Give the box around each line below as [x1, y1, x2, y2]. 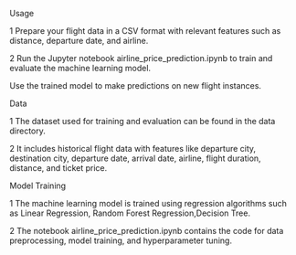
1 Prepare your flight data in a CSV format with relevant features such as [9, 26, 281, 36]
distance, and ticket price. [9, 163, 108, 173]
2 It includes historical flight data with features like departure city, [9, 143, 257, 154]
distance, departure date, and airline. [9, 36, 149, 46]
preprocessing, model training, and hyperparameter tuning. [9, 235, 233, 246]
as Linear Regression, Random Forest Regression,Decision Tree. [9, 207, 251, 218]
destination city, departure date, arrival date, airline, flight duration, [9, 153, 262, 164]
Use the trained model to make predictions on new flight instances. [9, 80, 262, 90]
